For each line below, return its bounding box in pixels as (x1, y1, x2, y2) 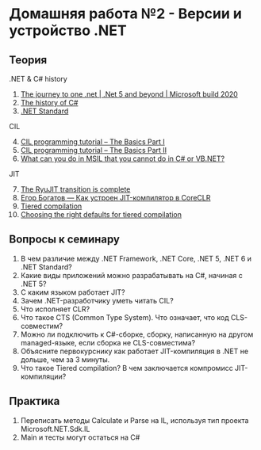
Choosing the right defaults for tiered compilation (20, 210, 182, 219)
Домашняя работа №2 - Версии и (9, 5, 243, 23)
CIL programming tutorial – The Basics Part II (20, 146, 167, 154)
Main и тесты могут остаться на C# (20, 433, 140, 442)
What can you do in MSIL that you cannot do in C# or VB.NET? (20, 154, 225, 163)
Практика (9, 395, 60, 408)
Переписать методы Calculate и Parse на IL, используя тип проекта (20, 415, 249, 425)
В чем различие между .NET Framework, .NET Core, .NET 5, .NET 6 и (20, 254, 252, 263)
